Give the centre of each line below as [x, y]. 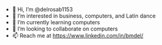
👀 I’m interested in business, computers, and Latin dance [84, 16]
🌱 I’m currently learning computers [56, 22]
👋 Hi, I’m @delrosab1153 [42, 9]
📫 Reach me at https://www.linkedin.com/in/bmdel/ [78, 36]
